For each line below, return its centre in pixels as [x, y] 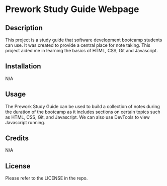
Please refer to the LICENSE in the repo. [47, 178]
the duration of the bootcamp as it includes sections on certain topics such [83, 112]
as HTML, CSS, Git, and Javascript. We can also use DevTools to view [77, 117]
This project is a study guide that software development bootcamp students [84, 40]
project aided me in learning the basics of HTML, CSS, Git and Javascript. [81, 51]
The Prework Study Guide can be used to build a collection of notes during [82, 106]
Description [24, 28]
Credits [17, 138]
